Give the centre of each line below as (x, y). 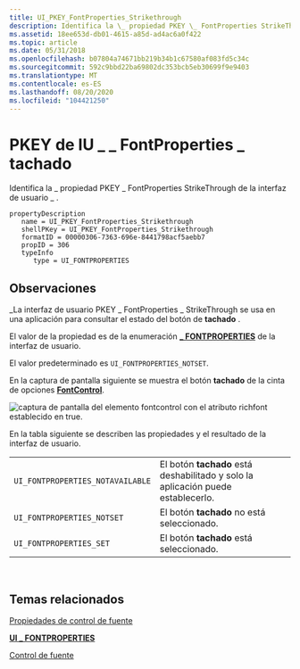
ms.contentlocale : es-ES (55, 84)
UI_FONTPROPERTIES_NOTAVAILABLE (83, 481)
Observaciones (53, 288)
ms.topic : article (43, 42)
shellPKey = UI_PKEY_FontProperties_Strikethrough (117, 230)
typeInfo (37, 253)
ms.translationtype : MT (54, 76)
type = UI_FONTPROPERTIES (81, 261)
